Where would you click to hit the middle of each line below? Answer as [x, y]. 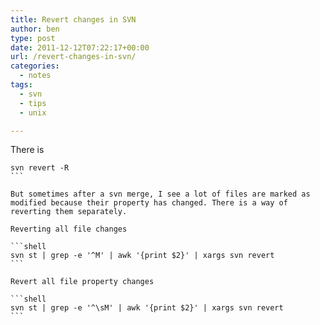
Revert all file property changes [82, 282]
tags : [21, 85]
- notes [35, 76]
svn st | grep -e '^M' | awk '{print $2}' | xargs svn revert [142, 256]
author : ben [35, 29]
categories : [35, 66]
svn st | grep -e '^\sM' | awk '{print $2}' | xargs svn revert [147, 308]
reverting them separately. [69, 212]
